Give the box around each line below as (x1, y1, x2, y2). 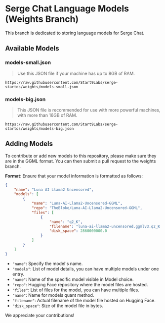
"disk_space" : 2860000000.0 (49, 228, 107, 233)
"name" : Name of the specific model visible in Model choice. (12, 276, 134, 282)
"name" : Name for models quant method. (12, 292, 94, 298)
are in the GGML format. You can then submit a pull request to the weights (5, 158, 156, 164)
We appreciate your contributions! (5, 312, 75, 318)
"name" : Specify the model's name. (12, 261, 83, 267)
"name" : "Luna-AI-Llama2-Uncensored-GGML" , (31, 201, 123, 206)
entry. (12, 271, 25, 277)
